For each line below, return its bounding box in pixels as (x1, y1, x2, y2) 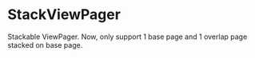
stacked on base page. (7, 40, 83, 49)
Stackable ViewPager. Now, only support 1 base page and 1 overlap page (7, 32, 248, 41)
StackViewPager (7, 6, 122, 24)
